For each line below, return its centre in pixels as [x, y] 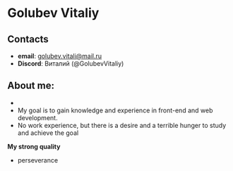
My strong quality [34, 146]
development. [37, 117]
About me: [31, 86]
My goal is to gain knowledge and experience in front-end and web [115, 110]
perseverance [38, 160]
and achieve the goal [48, 133]
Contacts [28, 39]
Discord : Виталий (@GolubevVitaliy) [71, 64]
